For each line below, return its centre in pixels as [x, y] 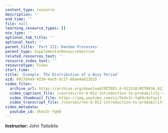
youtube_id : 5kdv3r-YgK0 [35, 112]
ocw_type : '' [19, 33]
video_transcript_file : [34, 103]
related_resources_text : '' [34, 56]
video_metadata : [22, 107]
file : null [16, 24]
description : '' [22, 14]
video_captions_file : [32, 93]
